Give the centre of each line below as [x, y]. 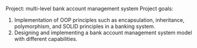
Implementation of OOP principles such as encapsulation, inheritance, [99, 20]
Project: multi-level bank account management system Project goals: [90, 9]
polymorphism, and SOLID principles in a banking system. [85, 26]
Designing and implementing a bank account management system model [103, 33]
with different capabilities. [46, 39]
